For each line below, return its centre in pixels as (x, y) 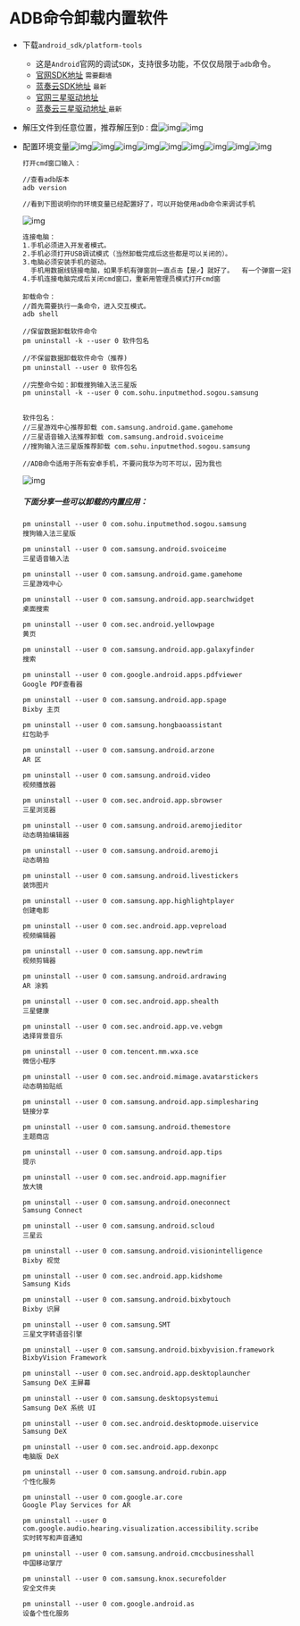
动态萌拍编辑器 (46, 835)
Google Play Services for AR (76, 1505)
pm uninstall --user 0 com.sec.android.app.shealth (120, 1002)
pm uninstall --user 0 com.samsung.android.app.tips (122, 1152)
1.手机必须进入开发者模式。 (66, 246)
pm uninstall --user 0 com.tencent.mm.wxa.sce (110, 1052)
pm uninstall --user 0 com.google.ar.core (102, 1497)
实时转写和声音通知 (52, 1538)
